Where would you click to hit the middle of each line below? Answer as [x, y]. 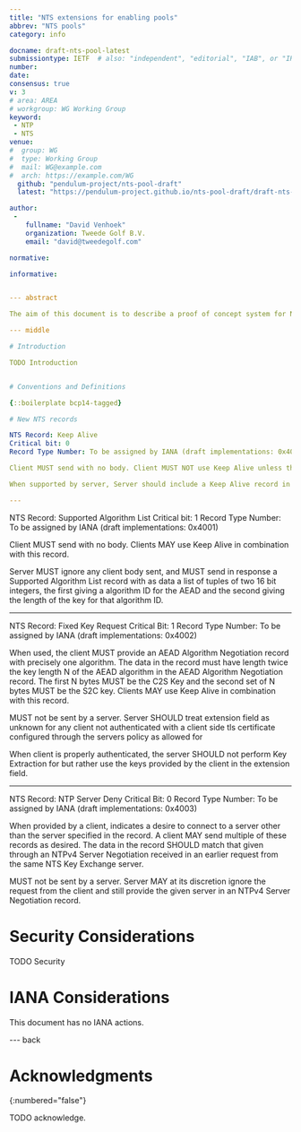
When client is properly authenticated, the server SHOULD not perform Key [148, 754]
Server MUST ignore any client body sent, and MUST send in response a [143, 571]
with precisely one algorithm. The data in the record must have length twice [149, 662]
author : [24, 208]
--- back [25, 1040]
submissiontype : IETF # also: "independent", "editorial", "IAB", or [144, 59]
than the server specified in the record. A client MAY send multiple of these [148, 835]
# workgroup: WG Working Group [68, 108]
